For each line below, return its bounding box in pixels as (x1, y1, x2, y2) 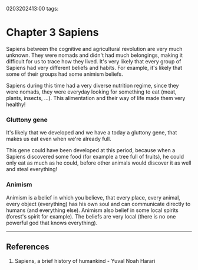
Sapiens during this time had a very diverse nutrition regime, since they (6, 82, 179, 89)
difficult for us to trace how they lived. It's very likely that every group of (6, 57, 181, 65)
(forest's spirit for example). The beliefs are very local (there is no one (6, 213, 176, 220)
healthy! (6, 101, 26, 108)
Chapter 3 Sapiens (6, 26, 99, 39)
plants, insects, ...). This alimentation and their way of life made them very (6, 94, 186, 101)
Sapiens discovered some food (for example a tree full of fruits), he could (6, 153, 184, 160)
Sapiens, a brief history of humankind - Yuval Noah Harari (14, 258, 156, 265)
